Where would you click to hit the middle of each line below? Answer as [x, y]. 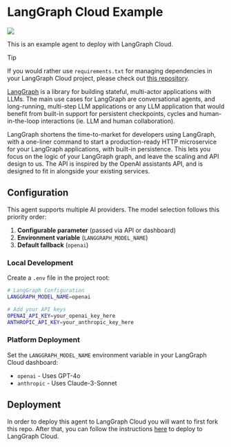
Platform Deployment [44, 340]
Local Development [40, 263]
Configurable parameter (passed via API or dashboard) [97, 230]
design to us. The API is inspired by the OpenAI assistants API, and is [105, 164]
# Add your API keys [37, 309]
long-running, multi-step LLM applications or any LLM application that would [116, 106]
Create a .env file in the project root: [59, 278]
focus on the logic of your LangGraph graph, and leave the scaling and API [113, 156]
